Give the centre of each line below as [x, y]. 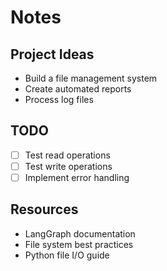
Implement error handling [77, 177]
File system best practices [79, 244]
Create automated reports [78, 89]
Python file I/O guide [67, 255]
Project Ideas [52, 54]
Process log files [59, 99]
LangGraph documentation [80, 233]
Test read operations [67, 155]
